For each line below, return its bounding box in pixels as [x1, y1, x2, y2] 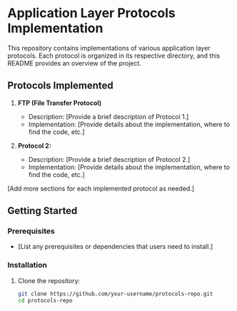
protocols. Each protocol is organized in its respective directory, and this [7, 51, 221, 60]
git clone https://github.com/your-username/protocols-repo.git [17, 290, 213, 297]
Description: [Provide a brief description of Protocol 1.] [28, 112, 189, 121]
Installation [7, 260, 48, 270]
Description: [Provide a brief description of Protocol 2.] [28, 155, 191, 163]
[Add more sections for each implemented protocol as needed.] [7, 184, 195, 193]
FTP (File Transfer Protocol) [17, 98, 102, 107]
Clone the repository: [17, 276, 81, 285]
